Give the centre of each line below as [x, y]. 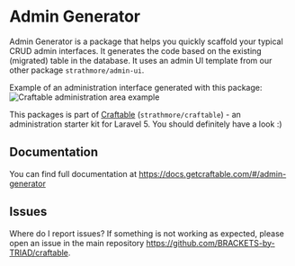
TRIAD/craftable [39, 253]
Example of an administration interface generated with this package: [136, 87]
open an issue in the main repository [77, 243]
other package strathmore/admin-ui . [77, 70]
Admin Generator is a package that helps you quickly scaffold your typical [146, 41]
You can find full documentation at [73, 173]
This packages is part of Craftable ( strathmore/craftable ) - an [125, 114]
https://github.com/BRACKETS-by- [211, 243]
